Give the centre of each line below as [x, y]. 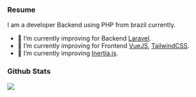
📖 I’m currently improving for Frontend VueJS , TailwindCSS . [103, 46]
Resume [22, 10]
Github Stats [29, 71]
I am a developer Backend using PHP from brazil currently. [92, 25]
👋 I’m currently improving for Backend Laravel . [84, 38]
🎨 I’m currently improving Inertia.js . [68, 53]
